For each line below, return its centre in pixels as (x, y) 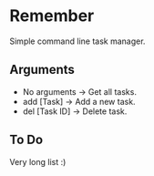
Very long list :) (38, 161)
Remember (52, 16)
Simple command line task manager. (77, 41)
